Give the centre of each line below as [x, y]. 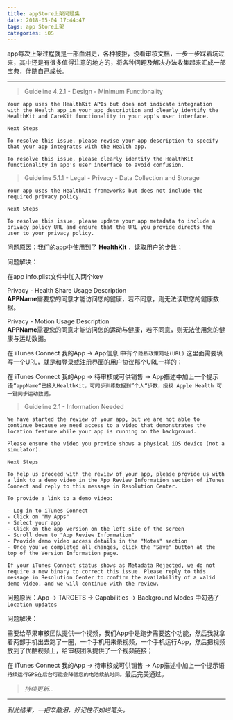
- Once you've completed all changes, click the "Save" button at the [111, 547]
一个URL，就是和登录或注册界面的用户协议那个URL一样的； [98, 362]
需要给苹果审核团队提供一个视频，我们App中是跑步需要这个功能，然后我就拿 [116, 633]
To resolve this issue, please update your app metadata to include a [111, 221]
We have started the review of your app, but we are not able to [103, 419]
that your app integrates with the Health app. [77, 147]
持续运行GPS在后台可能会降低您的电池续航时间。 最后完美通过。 [87, 674]
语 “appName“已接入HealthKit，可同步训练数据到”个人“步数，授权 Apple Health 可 [115, 385]
